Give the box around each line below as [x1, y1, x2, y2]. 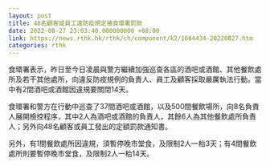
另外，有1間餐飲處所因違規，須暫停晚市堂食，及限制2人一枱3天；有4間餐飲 [8, 139, 257, 148]
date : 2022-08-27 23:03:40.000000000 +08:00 [8, 26, 160, 34]
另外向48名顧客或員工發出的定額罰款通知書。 [22, 122, 173, 132]
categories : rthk [8, 42, 67, 50]
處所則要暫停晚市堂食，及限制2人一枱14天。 [8, 149, 154, 159]
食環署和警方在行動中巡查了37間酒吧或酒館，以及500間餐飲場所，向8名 [8, 102, 246, 111]
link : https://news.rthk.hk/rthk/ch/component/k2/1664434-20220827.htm [8, 34, 253, 43]
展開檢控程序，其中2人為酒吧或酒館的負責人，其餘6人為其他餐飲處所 [14, 111, 243, 121]
